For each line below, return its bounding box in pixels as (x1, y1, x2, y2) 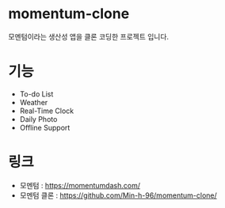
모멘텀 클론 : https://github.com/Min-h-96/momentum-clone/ (19, 191, 218, 200)
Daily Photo (19, 114, 58, 123)
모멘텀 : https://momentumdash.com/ (19, 180, 141, 190)
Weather (19, 97, 48, 107)
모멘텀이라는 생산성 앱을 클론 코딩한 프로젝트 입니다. (8, 32, 169, 41)
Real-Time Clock (19, 106, 74, 115)
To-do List (19, 89, 54, 99)
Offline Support (19, 123, 71, 132)
